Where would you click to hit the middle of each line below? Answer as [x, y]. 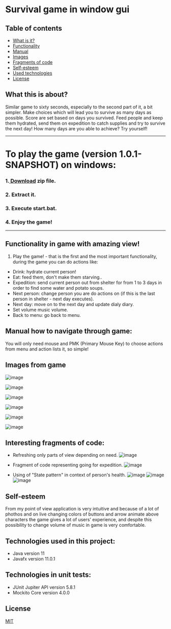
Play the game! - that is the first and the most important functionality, [85, 256]
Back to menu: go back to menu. [47, 315]
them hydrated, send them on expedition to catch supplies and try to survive [85, 123]
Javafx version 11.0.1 [34, 558]
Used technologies [32, 73]
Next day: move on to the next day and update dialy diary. [73, 304]
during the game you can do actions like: [55, 262]
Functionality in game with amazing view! [73, 244]
